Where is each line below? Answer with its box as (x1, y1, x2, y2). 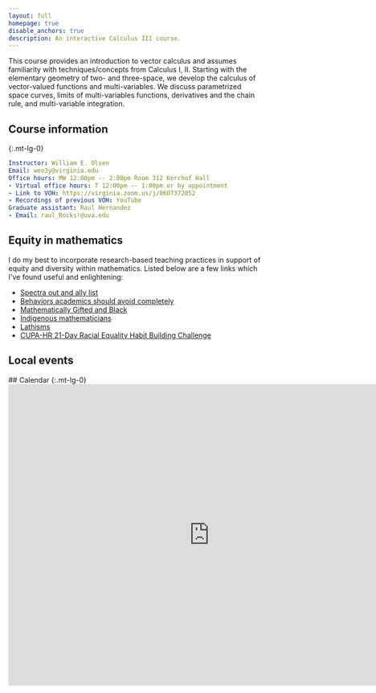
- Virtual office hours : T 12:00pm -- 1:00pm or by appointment (8, 182, 228, 190)
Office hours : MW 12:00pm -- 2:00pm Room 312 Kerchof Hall (8, 174, 210, 182)
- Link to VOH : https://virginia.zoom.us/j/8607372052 (8, 189, 196, 197)
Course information (8, 122, 108, 136)
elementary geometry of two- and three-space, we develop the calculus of (8, 73, 256, 83)
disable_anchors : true (8, 27, 84, 35)
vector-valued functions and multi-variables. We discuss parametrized (8, 82, 242, 92)
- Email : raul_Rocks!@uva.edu (8, 211, 110, 219)
